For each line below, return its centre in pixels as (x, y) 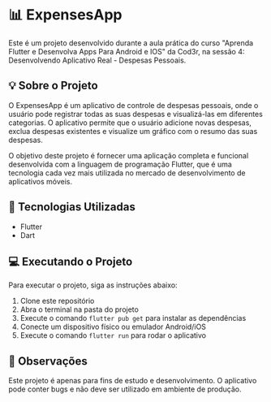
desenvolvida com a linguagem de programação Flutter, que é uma (120, 164)
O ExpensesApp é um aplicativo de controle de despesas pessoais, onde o (133, 105)
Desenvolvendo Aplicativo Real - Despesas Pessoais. (97, 60)
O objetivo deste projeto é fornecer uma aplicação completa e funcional (129, 155)
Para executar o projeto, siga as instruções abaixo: (93, 285)
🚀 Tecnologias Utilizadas (72, 207)
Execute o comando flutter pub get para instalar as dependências (133, 318)
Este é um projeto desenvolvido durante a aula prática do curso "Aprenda (131, 43)
